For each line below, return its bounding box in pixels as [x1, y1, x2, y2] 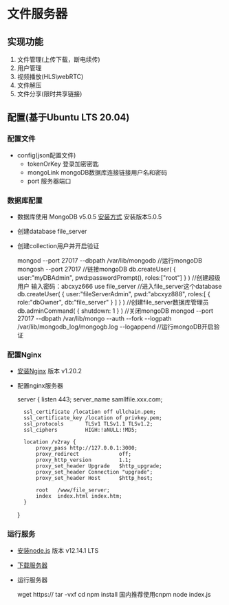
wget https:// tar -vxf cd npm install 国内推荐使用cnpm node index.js [17, 590, 211, 598]
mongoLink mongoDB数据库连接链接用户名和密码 [27, 168, 167, 176]
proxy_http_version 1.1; [35, 456, 132, 464]
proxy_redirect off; [35, 451, 132, 458]
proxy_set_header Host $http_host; [35, 475, 153, 482]
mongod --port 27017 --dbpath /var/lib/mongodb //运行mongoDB [17, 256, 203, 265]
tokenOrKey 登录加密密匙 [27, 159, 99, 168]
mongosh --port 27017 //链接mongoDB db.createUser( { [17, 265, 177, 273]
